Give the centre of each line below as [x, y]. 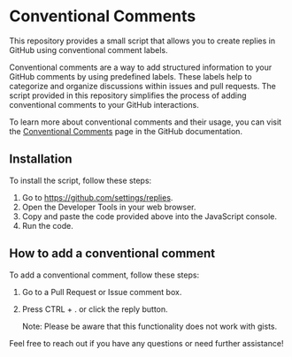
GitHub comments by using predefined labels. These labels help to [131, 76]
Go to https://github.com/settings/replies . [97, 197]
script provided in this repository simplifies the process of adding [128, 95]
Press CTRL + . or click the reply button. [95, 309]
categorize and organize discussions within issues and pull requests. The [142, 86]
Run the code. [47, 225]
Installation [41, 160]
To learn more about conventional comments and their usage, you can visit [145, 122]
